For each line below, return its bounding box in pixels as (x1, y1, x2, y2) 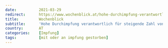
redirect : (5, 12, 26, 17)
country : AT (5, 26, 43, 31)
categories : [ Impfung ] (5, 30, 59, 35)
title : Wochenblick (5, 16, 64, 21)
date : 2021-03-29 (5, 7, 61, 12)
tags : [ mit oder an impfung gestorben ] (5, 35, 108, 40)
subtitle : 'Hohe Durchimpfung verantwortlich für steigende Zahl (5, 21, 155, 26)
